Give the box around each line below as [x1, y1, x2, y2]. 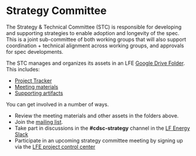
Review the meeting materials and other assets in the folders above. [14, 112, 179, 119]
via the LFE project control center [14, 143, 96, 150]
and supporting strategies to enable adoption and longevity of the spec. [6, 29, 180, 36]
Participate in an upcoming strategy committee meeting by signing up [14, 137, 183, 144]
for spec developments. [6, 48, 63, 55]
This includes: [6, 65, 40, 72]
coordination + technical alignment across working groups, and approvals [6, 42, 184, 49]
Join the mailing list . [14, 118, 63, 125]
